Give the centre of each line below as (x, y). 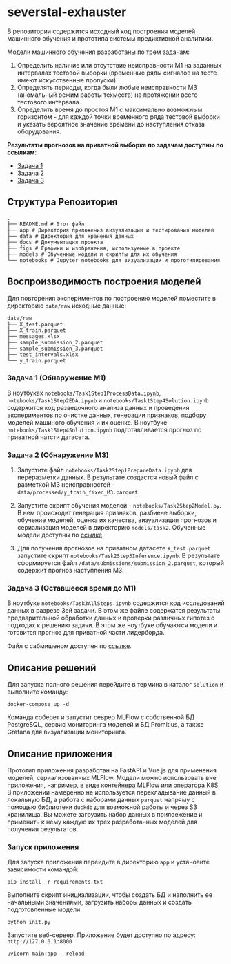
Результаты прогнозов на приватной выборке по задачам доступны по (115, 145)
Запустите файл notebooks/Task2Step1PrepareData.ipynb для (104, 470)
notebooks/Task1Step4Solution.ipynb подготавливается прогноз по (104, 429)
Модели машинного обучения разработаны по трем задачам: (98, 52)
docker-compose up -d (38, 705)
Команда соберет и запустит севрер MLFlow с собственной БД (101, 717)
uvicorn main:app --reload (46, 954)
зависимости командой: (43, 869)
